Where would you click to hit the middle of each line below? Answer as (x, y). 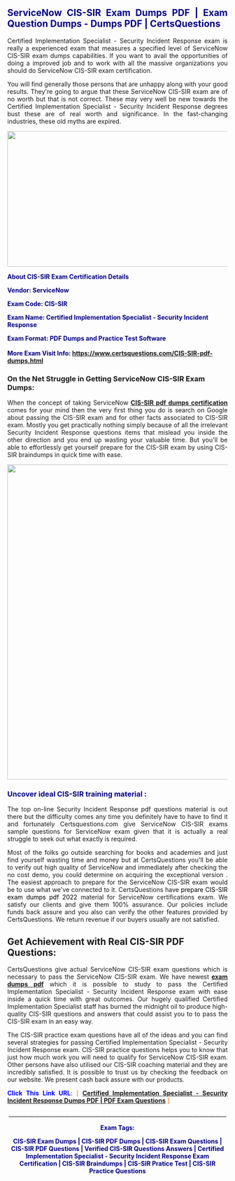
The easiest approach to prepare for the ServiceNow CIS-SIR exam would (117, 882)
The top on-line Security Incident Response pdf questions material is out (117, 809)
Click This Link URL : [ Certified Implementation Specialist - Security (117, 1093)
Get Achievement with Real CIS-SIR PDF (96, 941)
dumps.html (26, 361)
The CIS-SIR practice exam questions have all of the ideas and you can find (117, 1035)
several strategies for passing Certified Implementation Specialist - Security (117, 1042)
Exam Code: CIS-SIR (37, 303)
